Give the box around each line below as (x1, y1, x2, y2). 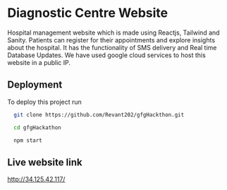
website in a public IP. (7, 58, 71, 66)
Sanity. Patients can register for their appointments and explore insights (7, 35, 216, 44)
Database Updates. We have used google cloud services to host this (7, 51, 206, 59)
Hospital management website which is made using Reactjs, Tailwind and (7, 28, 220, 37)
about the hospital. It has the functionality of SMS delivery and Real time (7, 43, 217, 52)
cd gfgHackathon (13, 124, 61, 131)
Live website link (7, 156, 82, 168)
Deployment (7, 79, 63, 91)
